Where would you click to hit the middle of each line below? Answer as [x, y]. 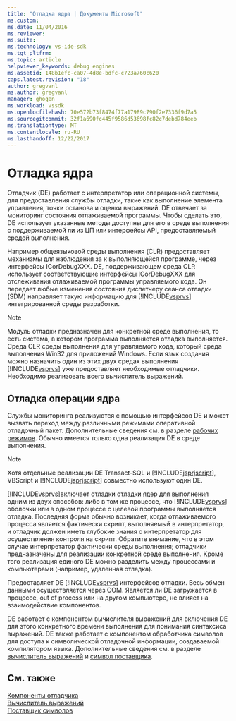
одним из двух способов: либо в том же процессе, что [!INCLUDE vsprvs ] [117, 501]
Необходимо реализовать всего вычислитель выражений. [95, 376]
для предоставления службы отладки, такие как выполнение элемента [115, 200]
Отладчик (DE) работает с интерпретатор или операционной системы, [114, 193]
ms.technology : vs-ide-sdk [47, 47]
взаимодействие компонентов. [54, 605]
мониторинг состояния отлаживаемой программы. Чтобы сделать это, [114, 215]
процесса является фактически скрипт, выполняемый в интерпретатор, [116, 524]
